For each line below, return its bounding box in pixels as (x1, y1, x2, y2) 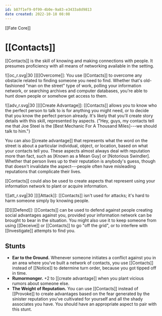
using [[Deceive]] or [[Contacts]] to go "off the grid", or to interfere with (5, 223, 148, 229)
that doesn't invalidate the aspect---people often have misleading (5, 164, 136, 169)
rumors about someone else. (12, 281, 70, 286)
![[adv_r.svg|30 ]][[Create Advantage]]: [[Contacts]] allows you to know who (5, 102, 157, 108)
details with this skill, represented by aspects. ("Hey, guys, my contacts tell (5, 118, 155, 124)
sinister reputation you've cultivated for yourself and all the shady (12, 296, 143, 302)
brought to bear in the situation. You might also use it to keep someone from (5, 217, 157, 223)
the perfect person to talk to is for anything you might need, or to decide (5, 108, 149, 114)
